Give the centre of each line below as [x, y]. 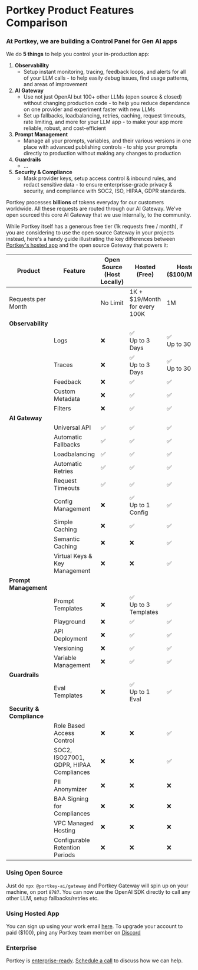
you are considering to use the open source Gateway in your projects [90, 233]
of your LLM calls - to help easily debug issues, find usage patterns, [106, 78]
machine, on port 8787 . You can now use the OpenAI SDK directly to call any [98, 891]
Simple [63, 522]
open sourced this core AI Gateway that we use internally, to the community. [99, 215]
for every [142, 306]
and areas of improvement [55, 84]
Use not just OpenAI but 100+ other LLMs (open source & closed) [103, 97]
